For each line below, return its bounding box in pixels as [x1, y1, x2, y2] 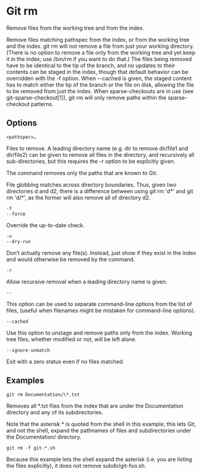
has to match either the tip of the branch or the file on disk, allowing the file [6, 81, 194, 88]
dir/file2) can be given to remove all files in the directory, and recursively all [6, 151, 195, 158]
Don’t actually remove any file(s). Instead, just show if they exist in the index [6, 249, 197, 256]
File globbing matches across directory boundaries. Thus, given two [6, 181, 177, 188]
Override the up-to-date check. [6, 221, 85, 228]
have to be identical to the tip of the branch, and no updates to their [6, 62, 175, 69]
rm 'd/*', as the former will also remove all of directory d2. [6, 194, 151, 201]
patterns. [30, 100, 53, 107]
